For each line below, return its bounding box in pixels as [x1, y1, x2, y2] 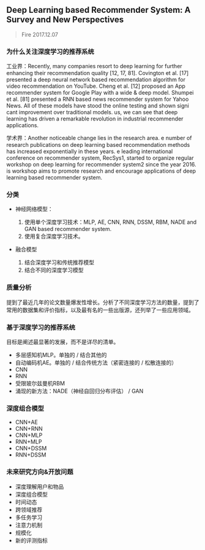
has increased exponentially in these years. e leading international [6, 147, 173, 155]
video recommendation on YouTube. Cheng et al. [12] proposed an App [6, 82, 185, 90]
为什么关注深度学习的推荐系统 [6, 47, 95, 56]
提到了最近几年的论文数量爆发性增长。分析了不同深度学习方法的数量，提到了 [6, 298, 199, 306]
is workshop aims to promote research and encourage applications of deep [6, 167, 196, 175]
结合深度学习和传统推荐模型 [24, 259, 95, 266]
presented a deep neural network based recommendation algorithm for [6, 76, 185, 84]
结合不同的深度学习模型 [24, 267, 84, 274]
